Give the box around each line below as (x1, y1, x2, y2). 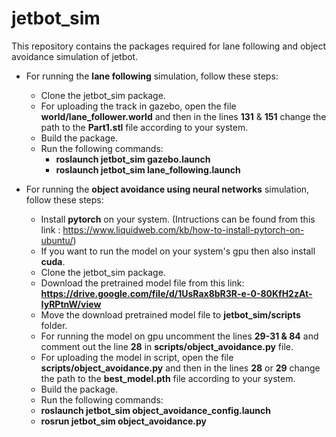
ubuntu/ (40, 234, 74, 246)
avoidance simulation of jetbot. (11, 50, 139, 62)
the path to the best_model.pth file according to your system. (40, 372, 296, 384)
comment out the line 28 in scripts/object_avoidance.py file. (40, 340, 294, 352)
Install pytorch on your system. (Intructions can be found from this (40, 213, 316, 225)
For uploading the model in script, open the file (40, 351, 234, 363)
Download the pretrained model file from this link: (40, 277, 245, 289)
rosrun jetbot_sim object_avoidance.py (40, 415, 207, 427)
